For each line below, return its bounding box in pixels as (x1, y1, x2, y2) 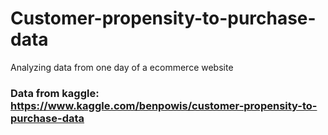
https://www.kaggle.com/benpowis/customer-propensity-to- (10, 98, 318, 112)
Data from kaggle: (10, 86, 100, 100)
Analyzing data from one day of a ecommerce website (10, 61, 234, 73)
